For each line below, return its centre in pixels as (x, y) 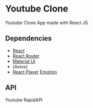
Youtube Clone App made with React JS (46, 23)
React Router (26, 56)
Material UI (24, 61)
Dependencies (28, 38)
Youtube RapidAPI (24, 100)
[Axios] (20, 66)
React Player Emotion (34, 72)
